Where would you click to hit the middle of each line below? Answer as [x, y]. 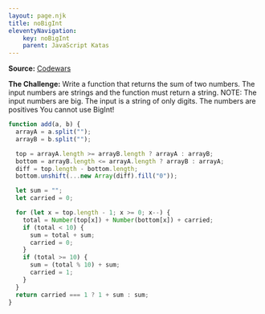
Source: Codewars [40, 68]
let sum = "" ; [39, 191]
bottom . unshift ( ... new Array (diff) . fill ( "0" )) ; [97, 176]
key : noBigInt [46, 38]
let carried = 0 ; [45, 198]
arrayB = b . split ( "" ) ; [53, 139]
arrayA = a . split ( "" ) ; [53, 132]
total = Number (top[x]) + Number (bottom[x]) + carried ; [118, 220]
